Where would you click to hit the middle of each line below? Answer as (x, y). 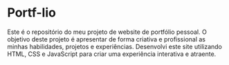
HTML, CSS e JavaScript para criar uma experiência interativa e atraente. (112, 54)
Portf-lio (32, 13)
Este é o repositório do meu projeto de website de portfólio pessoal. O (107, 32)
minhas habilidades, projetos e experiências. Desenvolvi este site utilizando (115, 46)
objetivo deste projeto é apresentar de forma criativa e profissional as (107, 39)
